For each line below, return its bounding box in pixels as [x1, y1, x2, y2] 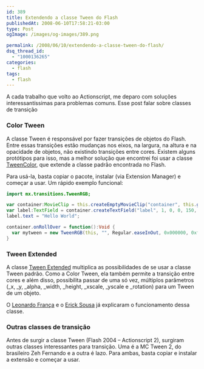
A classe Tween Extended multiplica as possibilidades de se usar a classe [6, 263, 191, 271]
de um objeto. [6, 289, 41, 297]
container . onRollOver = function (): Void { [6, 224, 115, 230]
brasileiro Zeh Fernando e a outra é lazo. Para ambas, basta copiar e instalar [6, 350, 197, 357]
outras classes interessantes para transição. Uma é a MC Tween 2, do [6, 343, 182, 350]
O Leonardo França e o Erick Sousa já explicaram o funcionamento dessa [6, 301, 190, 308]
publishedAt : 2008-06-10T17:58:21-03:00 [6, 20, 110, 26]
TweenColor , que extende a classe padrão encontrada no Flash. [6, 160, 166, 168]
